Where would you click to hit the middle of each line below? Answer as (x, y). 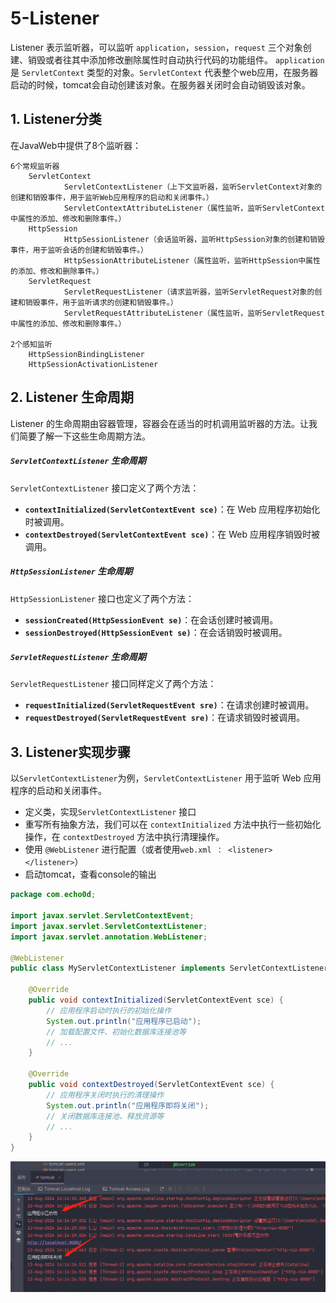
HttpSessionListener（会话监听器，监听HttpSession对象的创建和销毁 (194, 239)
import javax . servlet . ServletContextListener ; (109, 926)
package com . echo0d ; (53, 895)
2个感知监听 (31, 344)
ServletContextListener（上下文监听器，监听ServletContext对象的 (193, 187)
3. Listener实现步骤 (70, 752)
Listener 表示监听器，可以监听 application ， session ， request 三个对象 (156, 47)
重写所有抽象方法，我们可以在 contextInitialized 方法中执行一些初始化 (173, 824)
